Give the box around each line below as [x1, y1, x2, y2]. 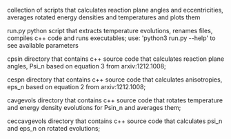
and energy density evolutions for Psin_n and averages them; [7, 104, 181, 111]
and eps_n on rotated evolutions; [7, 124, 101, 132]
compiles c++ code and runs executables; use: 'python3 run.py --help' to [7, 34, 216, 42]
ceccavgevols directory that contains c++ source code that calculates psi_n [7, 117, 223, 125]
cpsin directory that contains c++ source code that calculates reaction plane [7, 55, 225, 63]
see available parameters [7, 41, 79, 49]
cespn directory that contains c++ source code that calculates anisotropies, [7, 75, 223, 84]
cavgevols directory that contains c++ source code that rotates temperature [7, 96, 223, 104]
